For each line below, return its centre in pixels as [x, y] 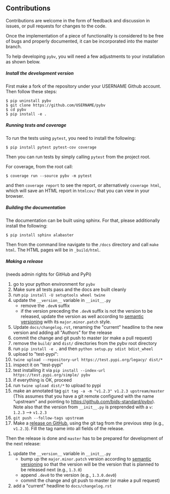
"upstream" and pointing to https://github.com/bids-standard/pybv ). [84, 401]
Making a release [25, 261]
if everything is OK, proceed [42, 380]
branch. [14, 46]
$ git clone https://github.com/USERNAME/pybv [56, 105]
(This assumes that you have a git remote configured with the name [83, 396]
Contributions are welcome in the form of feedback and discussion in [78, 20]
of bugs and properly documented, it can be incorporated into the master [82, 41]
